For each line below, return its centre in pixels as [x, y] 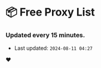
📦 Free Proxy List [50, 12]
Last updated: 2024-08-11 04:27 [53, 48]
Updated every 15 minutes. [45, 36]
